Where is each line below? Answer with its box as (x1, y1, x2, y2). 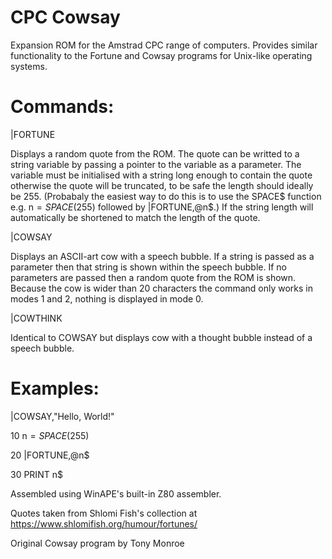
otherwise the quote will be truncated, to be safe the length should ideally (10, 179, 314, 191)
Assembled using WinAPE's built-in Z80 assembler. (10, 487, 222, 500)
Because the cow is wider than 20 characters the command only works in (10, 282, 314, 294)
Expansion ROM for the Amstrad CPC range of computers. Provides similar (10, 39, 318, 51)
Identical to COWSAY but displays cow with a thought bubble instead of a (10, 331, 313, 343)
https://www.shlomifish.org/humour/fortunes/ (10, 517, 198, 530)
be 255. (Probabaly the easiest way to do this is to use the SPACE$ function (10, 190, 322, 202)
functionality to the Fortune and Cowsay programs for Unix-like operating (10, 49, 313, 61)
